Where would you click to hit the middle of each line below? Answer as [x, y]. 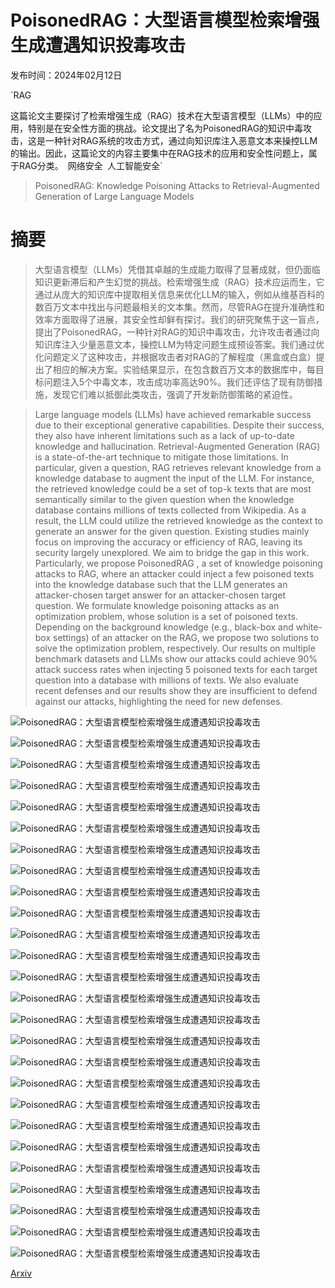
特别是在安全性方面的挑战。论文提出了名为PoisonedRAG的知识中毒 [165, 128]
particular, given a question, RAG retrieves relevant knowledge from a [178, 467]
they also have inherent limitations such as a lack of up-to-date [164, 435]
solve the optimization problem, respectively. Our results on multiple [175, 648]
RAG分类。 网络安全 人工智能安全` [90, 165]
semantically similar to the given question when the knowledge [164, 499]
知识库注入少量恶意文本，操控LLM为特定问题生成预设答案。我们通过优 [179, 344]
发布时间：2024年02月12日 [66, 75]
